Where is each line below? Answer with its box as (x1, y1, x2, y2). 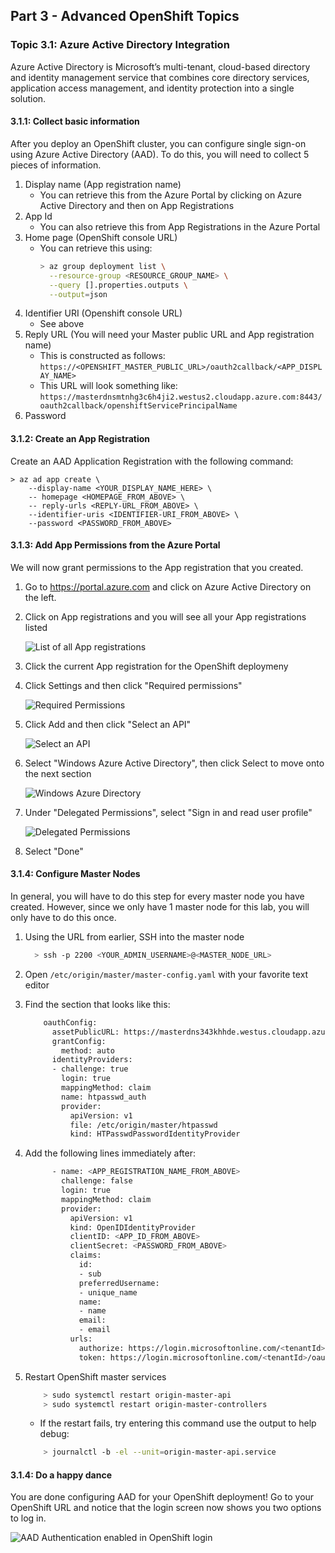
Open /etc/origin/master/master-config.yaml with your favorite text (24, 968, 309, 980)
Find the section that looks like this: (24, 998, 171, 1010)
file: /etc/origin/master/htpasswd (69, 1120, 218, 1130)
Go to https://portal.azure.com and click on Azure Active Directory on (24, 580, 312, 593)
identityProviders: (51, 1055, 133, 1065)
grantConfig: (51, 1036, 107, 1046)
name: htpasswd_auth (61, 1092, 147, 1102)
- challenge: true (51, 1064, 129, 1074)
